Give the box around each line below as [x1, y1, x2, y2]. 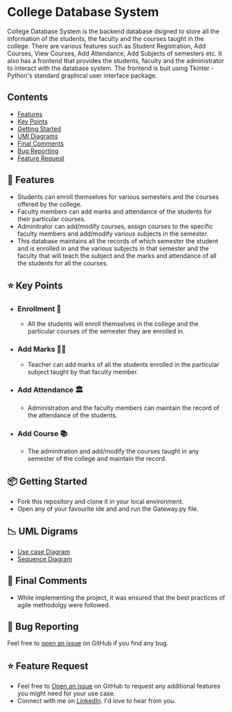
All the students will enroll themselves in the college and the [27, 320, 199, 328]
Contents [7, 92, 48, 103]
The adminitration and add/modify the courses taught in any [27, 447, 199, 455]
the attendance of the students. [27, 410, 118, 419]
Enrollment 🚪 [17, 304, 62, 313]
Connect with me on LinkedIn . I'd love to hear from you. [17, 697, 176, 705]
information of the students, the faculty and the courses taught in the [7, 34, 204, 42]
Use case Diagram [17, 547, 71, 555]
